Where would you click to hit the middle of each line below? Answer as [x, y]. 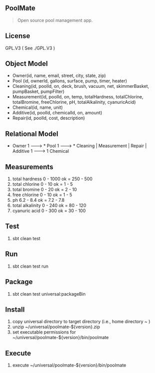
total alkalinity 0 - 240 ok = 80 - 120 [49, 205]
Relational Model [32, 134]
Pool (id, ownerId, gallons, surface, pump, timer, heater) [70, 81]
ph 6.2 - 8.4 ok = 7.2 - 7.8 [38, 200]
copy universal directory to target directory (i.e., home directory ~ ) [81, 322]
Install [15, 309]
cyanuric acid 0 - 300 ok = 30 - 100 [49, 211]
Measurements [29, 167]
